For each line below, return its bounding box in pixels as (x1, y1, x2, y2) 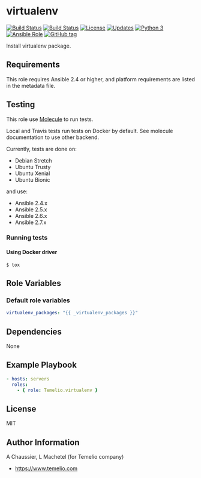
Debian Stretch (14, 157, 52, 164)
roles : (11, 381, 28, 388)
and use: (6, 188, 28, 195)
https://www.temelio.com (14, 465, 78, 472)
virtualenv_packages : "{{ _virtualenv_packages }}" (6, 310, 138, 316)
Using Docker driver (6, 249, 58, 256)
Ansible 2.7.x (14, 219, 47, 226)
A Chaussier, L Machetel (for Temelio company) (6, 453, 124, 461)
